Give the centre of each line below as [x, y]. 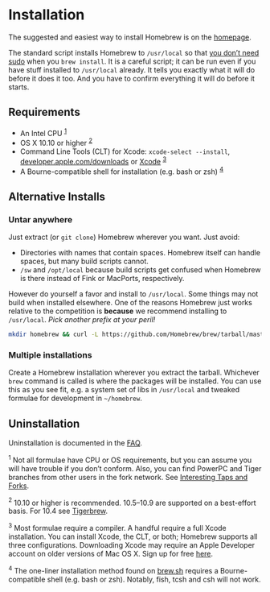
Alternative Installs [57, 196]
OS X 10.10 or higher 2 [56, 143]
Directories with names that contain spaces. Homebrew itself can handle [140, 253]
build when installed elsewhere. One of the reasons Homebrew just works [131, 303]
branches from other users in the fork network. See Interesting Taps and [128, 477]
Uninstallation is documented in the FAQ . [76, 443]
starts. [19, 87]
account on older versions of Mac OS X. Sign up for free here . [111, 554]
